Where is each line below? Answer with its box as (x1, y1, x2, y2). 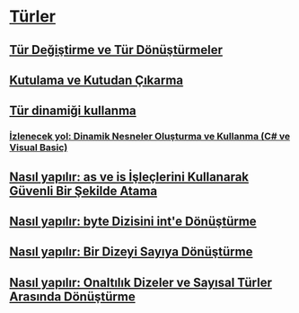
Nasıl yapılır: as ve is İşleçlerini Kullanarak (9, 169, 250, 184)
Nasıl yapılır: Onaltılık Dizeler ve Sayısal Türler (9, 274, 272, 290)
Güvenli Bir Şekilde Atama (9, 183, 158, 199)
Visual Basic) (9, 141, 68, 154)
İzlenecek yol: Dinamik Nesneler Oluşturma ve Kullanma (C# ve (9, 130, 290, 143)
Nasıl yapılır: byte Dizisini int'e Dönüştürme (9, 214, 258, 229)
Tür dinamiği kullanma (9, 103, 136, 119)
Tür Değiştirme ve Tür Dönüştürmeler (9, 42, 223, 58)
